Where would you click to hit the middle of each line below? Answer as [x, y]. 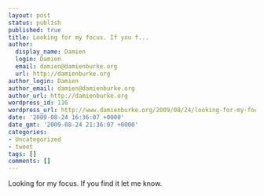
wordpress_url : [33, 111]
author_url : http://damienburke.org [68, 96]
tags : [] [22, 154]
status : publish [35, 23]
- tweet [21, 147]
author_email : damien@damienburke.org [71, 88]
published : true [35, 30]
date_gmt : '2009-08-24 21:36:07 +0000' [73, 125]
